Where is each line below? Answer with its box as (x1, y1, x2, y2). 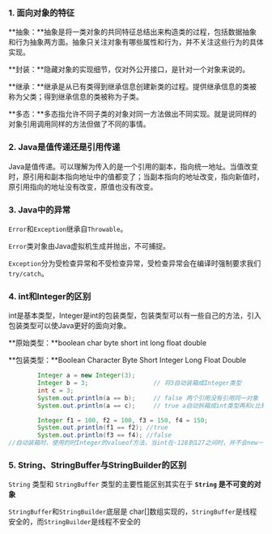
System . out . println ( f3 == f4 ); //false (37, 431, 172, 439)
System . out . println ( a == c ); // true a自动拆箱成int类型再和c (37, 401, 255, 410)
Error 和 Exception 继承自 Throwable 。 (8, 224, 128, 233)
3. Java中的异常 (8, 204, 71, 216)
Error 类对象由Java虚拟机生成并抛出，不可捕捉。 (8, 241, 171, 250)
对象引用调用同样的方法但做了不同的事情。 (8, 119, 151, 129)
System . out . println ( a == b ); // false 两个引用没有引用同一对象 (37, 394, 259, 402)
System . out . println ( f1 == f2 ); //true (37, 424, 168, 432)
